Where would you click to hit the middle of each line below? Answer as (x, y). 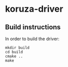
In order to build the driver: (32, 39)
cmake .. (14, 56)
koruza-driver (34, 9)
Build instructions (33, 27)
